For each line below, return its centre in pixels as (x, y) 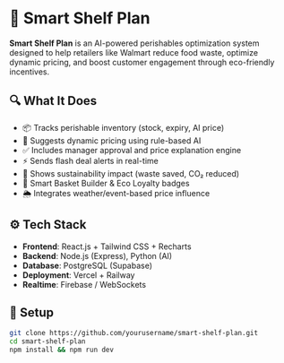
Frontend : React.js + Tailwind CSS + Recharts (107, 246)
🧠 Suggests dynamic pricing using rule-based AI (112, 140)
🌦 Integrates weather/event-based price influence (116, 193)
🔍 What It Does (53, 101)
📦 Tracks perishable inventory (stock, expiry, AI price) (123, 127)
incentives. (30, 72)
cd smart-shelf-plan (48, 341)
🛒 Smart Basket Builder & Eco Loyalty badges (106, 183)
